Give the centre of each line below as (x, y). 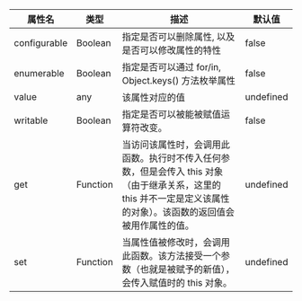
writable (31, 120)
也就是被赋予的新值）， (187, 269)
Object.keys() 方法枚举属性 (178, 80)
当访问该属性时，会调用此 (176, 145)
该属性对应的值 (154, 97)
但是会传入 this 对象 (182, 172)
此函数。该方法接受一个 (172, 256)
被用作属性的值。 (158, 226)
